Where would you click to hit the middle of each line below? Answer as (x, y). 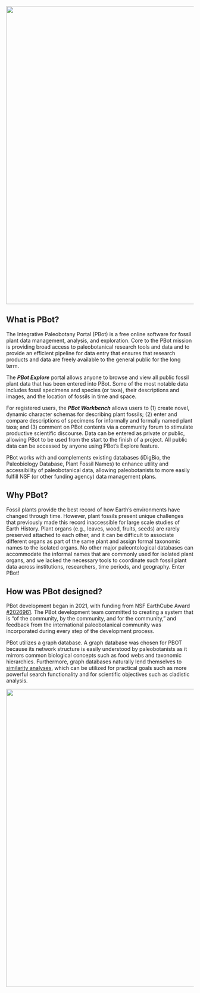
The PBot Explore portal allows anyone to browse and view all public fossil (98, 377)
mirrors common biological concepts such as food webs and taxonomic (94, 656)
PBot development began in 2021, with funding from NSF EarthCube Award (98, 606)
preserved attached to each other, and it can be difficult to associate (90, 535)
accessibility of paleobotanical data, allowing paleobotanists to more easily (98, 470)
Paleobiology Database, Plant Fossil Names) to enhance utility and (87, 464)
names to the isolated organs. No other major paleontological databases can (100, 547)
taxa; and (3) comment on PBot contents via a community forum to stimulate (100, 427)
